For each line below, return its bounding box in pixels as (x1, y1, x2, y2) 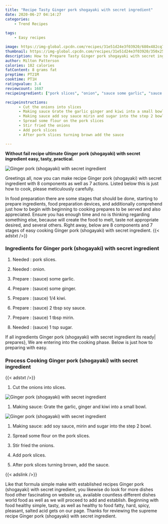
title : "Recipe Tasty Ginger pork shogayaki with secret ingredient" (5, 7, 153, 12)
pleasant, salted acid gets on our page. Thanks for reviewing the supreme (5, 508, 157, 514)
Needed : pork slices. (12, 256, 56, 262)
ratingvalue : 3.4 (5, 81, 41, 86)
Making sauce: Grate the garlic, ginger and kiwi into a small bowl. (12, 403, 147, 410)
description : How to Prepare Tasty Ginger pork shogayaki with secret (5, 53, 155, 58)
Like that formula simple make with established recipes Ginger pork (5, 481, 144, 487)
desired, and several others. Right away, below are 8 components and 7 (5, 222, 153, 228)
